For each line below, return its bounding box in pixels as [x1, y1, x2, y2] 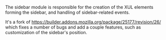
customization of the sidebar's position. [5, 30, 88, 35]
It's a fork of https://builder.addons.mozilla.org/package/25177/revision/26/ [5, 19, 161, 25]
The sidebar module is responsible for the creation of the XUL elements [5, 4, 153, 10]
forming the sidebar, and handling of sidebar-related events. [5, 9, 130, 15]
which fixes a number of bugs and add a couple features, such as [5, 24, 141, 30]
